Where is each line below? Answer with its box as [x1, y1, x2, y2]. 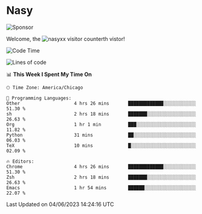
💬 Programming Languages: [6, 95, 71, 101]
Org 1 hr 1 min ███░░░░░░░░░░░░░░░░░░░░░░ [6, 121, 197, 127]
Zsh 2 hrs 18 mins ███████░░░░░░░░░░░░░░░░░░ [6, 174, 197, 180]
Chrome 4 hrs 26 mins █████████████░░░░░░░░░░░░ [6, 163, 197, 169]
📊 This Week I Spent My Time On [6, 71, 92, 78]
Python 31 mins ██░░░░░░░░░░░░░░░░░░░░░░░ [6, 132, 197, 138]
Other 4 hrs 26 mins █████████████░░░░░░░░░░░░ [6, 100, 197, 106]
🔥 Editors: [6, 158, 34, 165]
